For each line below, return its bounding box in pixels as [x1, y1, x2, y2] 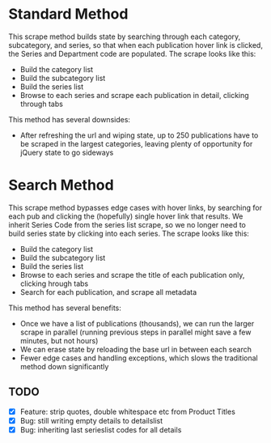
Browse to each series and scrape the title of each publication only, [19, 270, 245, 279]
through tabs [19, 99, 63, 109]
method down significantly [19, 361, 109, 371]
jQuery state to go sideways [19, 147, 114, 157]
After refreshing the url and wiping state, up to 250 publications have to [19, 130, 259, 140]
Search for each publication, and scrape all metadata [19, 287, 197, 296]
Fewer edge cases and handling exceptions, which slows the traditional [19, 353, 258, 363]
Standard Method [8, 5, 129, 23]
